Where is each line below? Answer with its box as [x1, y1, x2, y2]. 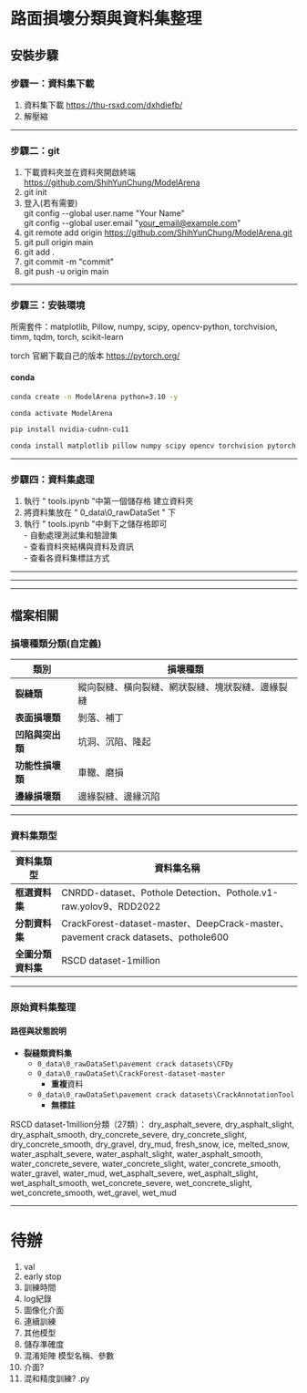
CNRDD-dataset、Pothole [61, 886, 174, 899]
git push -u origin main [23, 266, 109, 277]
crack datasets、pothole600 [106, 931, 230, 944]
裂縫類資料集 [23, 1047, 72, 1058]
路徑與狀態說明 [10, 1025, 67, 1036]
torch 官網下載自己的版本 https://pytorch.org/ [10, 350, 180, 361]
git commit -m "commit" [23, 256, 115, 267]
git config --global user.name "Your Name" [23, 208, 185, 219]
